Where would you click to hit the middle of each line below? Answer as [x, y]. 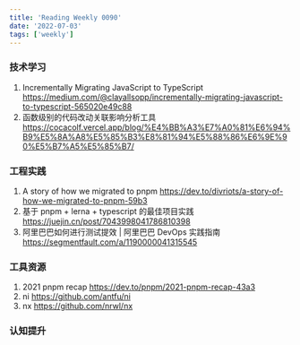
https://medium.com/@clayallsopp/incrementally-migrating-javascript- [153, 97]
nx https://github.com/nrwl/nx [77, 306]
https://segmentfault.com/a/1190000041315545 [110, 242]
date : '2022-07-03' [46, 26]
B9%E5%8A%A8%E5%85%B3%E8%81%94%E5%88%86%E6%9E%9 [155, 136]
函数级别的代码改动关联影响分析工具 [89, 116]
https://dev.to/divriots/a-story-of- [222, 191]
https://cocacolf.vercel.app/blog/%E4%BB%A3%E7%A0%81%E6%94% [156, 127]
